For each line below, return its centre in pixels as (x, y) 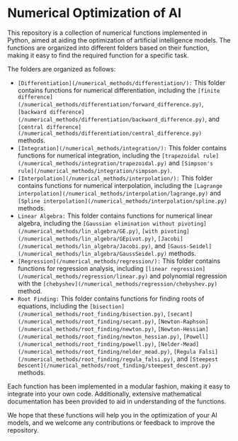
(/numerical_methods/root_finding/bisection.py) (91, 314)
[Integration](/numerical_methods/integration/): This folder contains (122, 147)
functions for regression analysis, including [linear (92, 268)
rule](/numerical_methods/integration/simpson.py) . (95, 170)
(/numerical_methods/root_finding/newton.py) (86, 329)
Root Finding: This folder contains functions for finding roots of (111, 298)
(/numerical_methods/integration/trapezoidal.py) (92, 163)
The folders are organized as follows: (62, 69)
